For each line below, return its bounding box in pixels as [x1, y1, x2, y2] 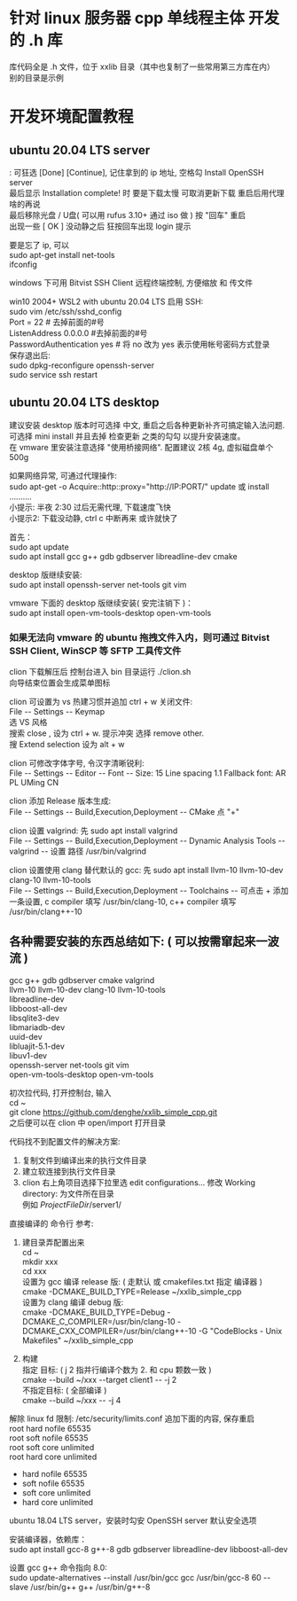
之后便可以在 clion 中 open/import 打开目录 [9, 1117, 167, 1128]
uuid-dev [9, 1031, 43, 1042]
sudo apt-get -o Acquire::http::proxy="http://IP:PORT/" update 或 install [9, 480, 270, 492]
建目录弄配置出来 [21, 1237, 85, 1247]
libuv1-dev [9, 1050, 47, 1060]
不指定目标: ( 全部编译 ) [21, 1385, 107, 1395]
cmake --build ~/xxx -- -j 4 [21, 1394, 121, 1405]
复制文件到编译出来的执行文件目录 [21, 1154, 147, 1166]
